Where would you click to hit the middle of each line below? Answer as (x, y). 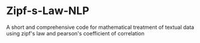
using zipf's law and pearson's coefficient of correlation (75, 33)
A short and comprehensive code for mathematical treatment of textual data (100, 27)
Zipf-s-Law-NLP (48, 11)
